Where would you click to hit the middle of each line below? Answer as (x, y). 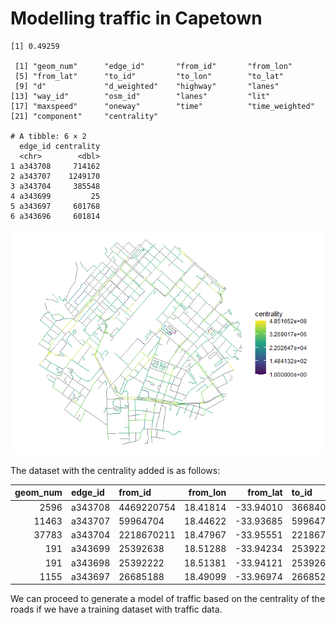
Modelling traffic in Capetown (136, 18)
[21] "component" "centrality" (84, 116)
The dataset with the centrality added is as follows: (115, 470)
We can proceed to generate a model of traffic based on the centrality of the (168, 599)
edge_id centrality (60, 146)
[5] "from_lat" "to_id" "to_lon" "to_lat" (149, 76)
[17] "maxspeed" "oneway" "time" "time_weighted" (162, 106)
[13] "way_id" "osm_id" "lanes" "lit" (140, 96)
